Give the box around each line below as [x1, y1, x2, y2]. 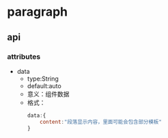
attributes [7, 52, 41, 61]
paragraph [7, 4, 68, 20]
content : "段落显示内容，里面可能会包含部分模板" [40, 118, 162, 125]
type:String [27, 74, 59, 83]
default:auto [27, 81, 61, 89]
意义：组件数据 [27, 89, 70, 98]
